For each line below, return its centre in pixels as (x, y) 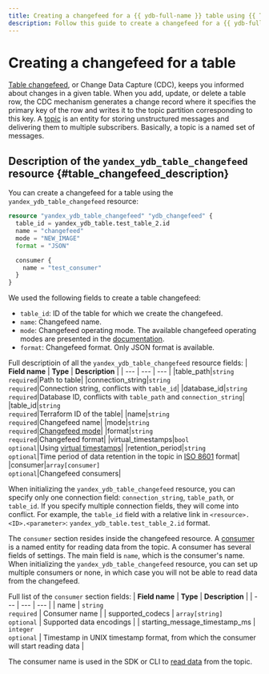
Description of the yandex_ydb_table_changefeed (128, 161)
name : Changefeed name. (60, 322)
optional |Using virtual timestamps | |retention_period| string (107, 448)
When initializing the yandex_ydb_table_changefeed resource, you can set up (133, 564)
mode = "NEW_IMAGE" (48, 238)
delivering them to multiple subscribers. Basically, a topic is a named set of (132, 127)
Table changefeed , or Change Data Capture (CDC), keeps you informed (126, 85)
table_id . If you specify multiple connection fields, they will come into (124, 506)
